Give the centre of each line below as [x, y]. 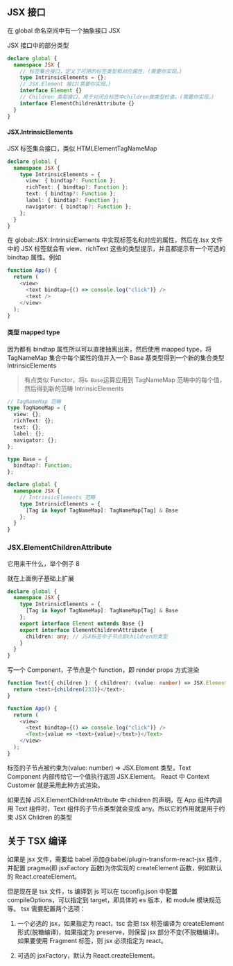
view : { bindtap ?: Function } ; [71, 181]
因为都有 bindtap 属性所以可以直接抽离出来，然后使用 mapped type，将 [110, 349]
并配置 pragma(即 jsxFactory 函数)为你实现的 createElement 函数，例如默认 [115, 868]
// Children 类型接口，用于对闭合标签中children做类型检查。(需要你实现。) [117, 97]
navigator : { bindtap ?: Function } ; [78, 207]
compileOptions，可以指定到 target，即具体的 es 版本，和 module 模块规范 [114, 899]
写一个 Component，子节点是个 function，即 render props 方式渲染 [103, 670]
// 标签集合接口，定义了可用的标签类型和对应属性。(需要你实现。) [101, 71]
